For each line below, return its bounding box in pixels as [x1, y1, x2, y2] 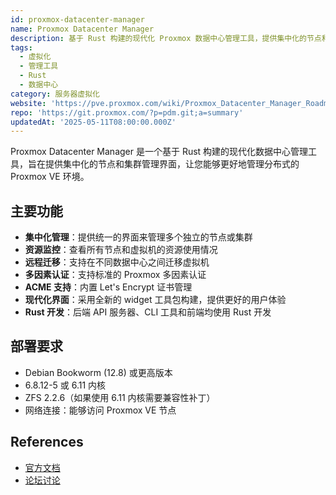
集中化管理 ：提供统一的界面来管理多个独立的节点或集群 [24, 231, 253, 243]
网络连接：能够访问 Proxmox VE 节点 [24, 404, 177, 416]
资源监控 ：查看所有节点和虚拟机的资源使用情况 [24, 244, 218, 256]
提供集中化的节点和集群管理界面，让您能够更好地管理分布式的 [44, 158, 300, 170]
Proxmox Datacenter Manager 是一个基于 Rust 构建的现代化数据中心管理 [10, 146, 309, 158]
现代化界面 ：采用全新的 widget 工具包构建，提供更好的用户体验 [24, 294, 287, 306]
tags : [10, 42, 33, 53]
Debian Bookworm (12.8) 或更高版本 [24, 366, 173, 378]
